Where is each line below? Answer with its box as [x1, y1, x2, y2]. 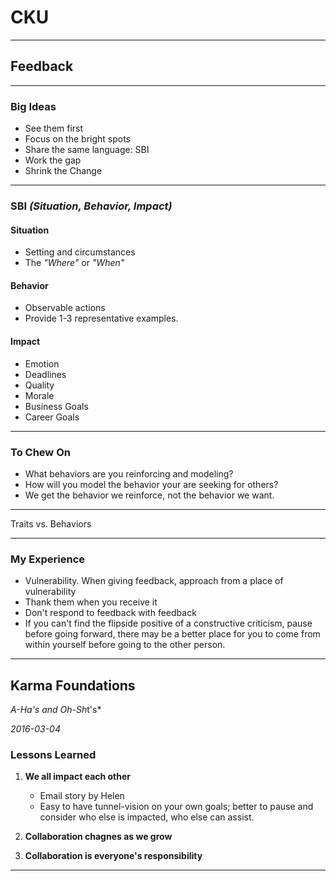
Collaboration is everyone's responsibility [24, 850, 203, 862]
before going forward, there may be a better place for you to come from [24, 628, 321, 640]
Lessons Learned [10, 747, 97, 761]
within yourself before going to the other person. [24, 639, 226, 651]
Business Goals [24, 400, 89, 412]
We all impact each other [24, 771, 132, 783]
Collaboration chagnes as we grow [24, 831, 173, 843]
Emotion [24, 357, 60, 370]
